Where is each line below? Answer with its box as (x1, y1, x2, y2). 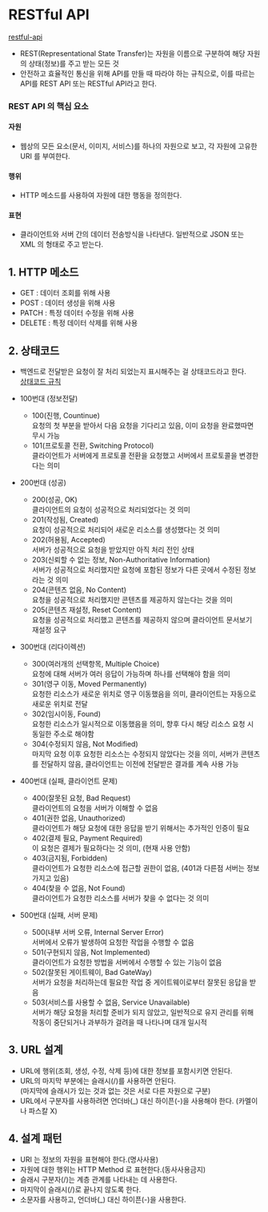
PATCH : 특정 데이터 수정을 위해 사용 (19, 308, 134, 318)
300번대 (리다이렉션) (19, 642, 86, 652)
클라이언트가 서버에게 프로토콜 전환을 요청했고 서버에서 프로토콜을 (31, 451, 238, 461)
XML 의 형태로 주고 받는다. (19, 240, 104, 249)
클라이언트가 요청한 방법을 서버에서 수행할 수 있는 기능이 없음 (31, 957, 222, 967)
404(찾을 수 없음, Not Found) (31, 884, 126, 893)
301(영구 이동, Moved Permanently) (31, 679, 147, 689)
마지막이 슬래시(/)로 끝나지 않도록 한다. (19, 1184, 142, 1194)
